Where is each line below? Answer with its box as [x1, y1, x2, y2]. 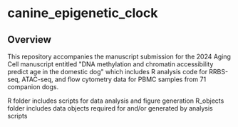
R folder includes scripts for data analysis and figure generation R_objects [7, 96, 224, 105]
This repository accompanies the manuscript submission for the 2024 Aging [7, 52, 232, 61]
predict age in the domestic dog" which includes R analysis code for [7, 68, 208, 76]
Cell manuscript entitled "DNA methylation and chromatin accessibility [7, 60, 214, 68]
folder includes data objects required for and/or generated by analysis [7, 104, 213, 112]
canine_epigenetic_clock [7, 5, 158, 21]
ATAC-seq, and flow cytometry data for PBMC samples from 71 [21, 75, 207, 83]
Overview [7, 34, 52, 46]
